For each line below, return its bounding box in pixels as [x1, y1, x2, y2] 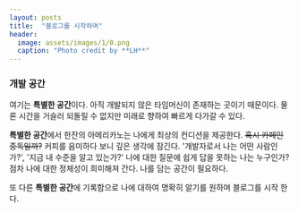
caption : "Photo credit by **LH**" [17, 47, 150, 55]
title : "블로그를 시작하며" [9, 21, 103, 30]
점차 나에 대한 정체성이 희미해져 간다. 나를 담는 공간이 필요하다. [9, 163, 229, 174]
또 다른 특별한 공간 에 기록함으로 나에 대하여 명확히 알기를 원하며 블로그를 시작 [9, 182, 279, 193]
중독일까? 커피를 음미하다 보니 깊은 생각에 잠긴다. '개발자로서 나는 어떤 [9, 140, 255, 152]
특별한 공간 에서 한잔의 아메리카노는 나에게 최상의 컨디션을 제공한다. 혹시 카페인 [9, 130, 284, 140]
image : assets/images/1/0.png [17, 38, 130, 47]
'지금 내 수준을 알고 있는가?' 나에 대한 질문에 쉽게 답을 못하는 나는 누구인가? [26, 152, 290, 163]
